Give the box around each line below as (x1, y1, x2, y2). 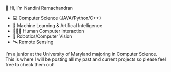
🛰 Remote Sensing (12, 39, 54, 45)
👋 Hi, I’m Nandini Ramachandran (5, 5, 73, 11)
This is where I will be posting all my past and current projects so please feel (5, 56, 166, 62)
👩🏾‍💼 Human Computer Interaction (12, 28, 84, 34)
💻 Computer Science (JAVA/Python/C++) (12, 15, 101, 21)
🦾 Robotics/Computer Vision (12, 33, 72, 39)
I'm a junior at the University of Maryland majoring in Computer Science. (5, 51, 157, 57)
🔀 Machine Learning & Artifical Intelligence (12, 22, 103, 28)
